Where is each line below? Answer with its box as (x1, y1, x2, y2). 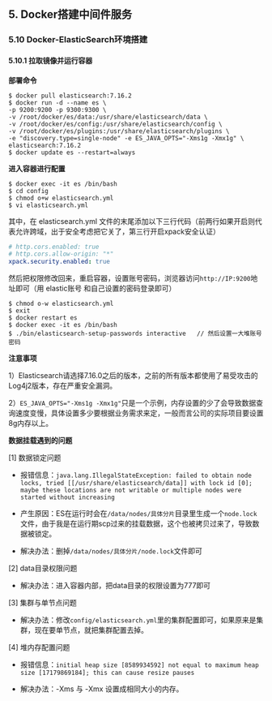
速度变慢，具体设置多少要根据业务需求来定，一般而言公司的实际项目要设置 (15, 408, 264, 418)
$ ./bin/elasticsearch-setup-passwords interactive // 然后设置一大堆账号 (8, 329, 262, 338)
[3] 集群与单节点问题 (8, 598, 77, 608)
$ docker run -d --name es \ (8, 98, 107, 107)
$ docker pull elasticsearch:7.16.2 (8, 92, 132, 100)
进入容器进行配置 (8, 163, 66, 173)
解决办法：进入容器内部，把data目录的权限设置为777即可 (19, 581, 211, 591)
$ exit (8, 307, 31, 315)
